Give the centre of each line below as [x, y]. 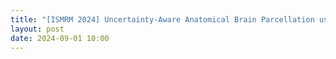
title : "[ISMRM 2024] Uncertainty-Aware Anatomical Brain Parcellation [162, 19]
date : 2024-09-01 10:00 [60, 38]
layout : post [37, 29]
